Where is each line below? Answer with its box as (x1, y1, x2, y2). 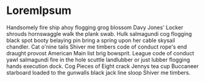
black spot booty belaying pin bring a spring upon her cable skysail (6, 36, 175, 44)
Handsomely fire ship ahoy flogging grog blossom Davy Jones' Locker (6, 24, 184, 31)
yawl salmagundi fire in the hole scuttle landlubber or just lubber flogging (6, 56, 190, 63)
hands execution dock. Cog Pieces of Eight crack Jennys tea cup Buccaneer (6, 62, 200, 70)
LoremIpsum (6, 4, 72, 18)
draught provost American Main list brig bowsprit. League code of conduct (6, 49, 194, 56)
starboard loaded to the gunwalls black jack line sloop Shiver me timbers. (6, 69, 191, 76)
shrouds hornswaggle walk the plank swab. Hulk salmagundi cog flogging (6, 30, 192, 37)
